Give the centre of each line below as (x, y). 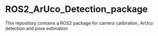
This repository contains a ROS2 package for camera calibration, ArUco (79, 23)
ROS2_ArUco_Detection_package (76, 9)
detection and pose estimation (37, 28)
